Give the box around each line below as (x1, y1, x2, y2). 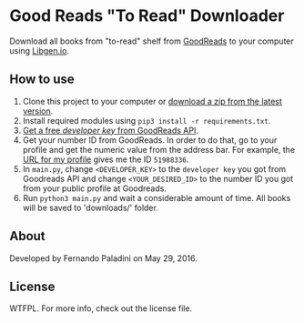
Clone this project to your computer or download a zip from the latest (22, 96, 282, 106)
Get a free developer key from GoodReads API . (22, 125, 198, 136)
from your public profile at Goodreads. (22, 183, 167, 194)
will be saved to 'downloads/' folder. (22, 202, 159, 213)
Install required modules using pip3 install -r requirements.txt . (22, 115, 271, 126)
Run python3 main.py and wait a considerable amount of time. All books (22, 192, 291, 203)
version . (22, 106, 54, 116)
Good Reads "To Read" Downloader (9, 5, 285, 26)
